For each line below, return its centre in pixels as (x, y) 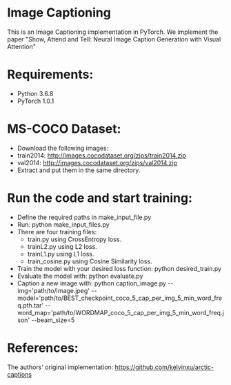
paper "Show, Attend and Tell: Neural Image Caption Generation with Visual (114, 39)
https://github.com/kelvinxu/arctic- (164, 367)
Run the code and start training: (100, 198)
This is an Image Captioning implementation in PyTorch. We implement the (113, 32)
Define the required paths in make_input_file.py (84, 217)
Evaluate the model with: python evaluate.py (80, 276)
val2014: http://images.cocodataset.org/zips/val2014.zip (97, 162)
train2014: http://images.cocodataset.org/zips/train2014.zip (101, 155)
